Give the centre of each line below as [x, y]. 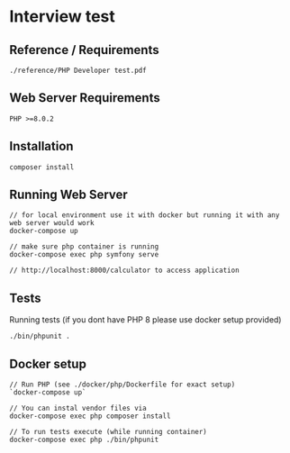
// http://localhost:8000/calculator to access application [125, 271]
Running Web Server [68, 195]
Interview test [62, 17]
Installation [41, 146]
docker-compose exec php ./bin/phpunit [84, 440]
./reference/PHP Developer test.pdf [78, 70]
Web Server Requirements [85, 98]
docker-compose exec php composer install [90, 416]
